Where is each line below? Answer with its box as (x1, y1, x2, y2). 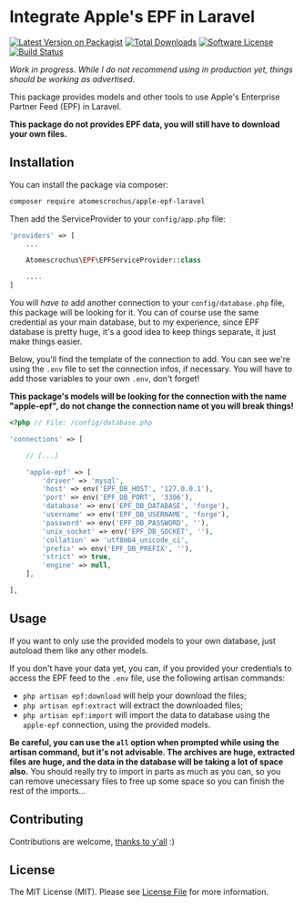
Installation (9, 155, 75, 171)
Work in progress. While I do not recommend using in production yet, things (9, 64, 293, 75)
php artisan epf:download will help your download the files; (22, 690, 248, 701)
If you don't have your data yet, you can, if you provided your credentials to (9, 662, 292, 673)
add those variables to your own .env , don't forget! (9, 373, 200, 384)
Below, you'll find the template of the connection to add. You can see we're (9, 354, 291, 364)
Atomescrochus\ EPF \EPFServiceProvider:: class (25, 255, 202, 266)
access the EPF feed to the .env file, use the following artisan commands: (9, 672, 285, 683)
